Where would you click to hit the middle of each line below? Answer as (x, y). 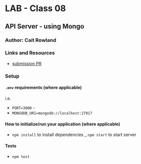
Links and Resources (30, 53)
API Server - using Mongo (45, 26)
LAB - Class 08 (35, 8)
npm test (21, 157)
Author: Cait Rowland (31, 40)
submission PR (27, 63)
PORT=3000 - (23, 107)
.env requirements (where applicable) (43, 88)
